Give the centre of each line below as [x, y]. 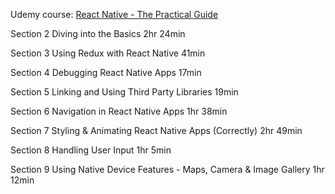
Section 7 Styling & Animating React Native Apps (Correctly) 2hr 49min [156, 130]
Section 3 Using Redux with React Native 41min [108, 53]
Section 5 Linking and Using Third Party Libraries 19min [124, 92]
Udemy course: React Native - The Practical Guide [114, 14]
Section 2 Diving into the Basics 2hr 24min [98, 33]
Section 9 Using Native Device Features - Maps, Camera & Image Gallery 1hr [167, 169]
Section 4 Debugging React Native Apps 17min [106, 72]
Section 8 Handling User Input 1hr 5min [91, 150]
